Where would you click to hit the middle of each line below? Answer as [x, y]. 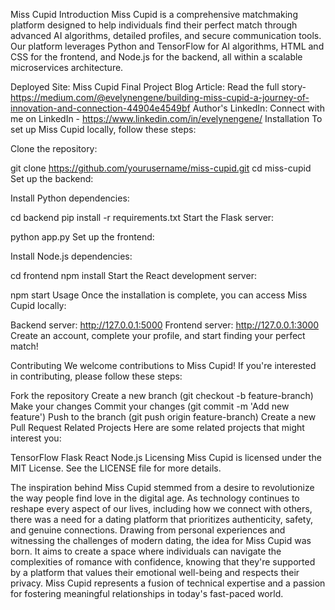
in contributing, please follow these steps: [96, 376]
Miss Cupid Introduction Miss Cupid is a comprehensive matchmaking [154, 14]
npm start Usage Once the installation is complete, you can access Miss [159, 295]
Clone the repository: [54, 148]
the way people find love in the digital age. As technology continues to [155, 498]
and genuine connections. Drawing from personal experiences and [148, 530]
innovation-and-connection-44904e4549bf [100, 108]
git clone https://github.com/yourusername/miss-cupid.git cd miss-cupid [161, 168]
